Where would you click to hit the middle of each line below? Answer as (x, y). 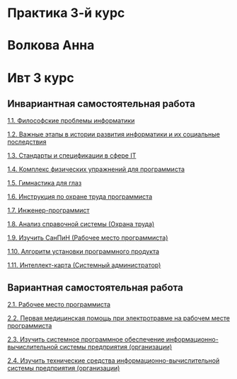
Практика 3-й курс (66, 13)
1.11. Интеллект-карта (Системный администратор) (84, 265)
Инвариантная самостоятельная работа (102, 104)
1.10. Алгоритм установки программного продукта (83, 252)
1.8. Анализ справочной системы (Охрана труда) (81, 224)
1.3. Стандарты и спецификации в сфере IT (72, 156)
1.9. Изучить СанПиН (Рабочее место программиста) (88, 238)
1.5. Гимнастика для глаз (45, 183)
